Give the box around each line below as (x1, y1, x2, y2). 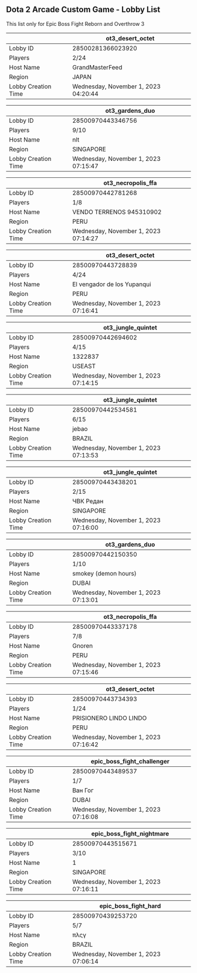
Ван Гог (72, 786, 94, 794)
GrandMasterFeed (72, 63, 123, 71)
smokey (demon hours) (72, 569, 137, 577)
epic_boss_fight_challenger (90, 757, 170, 765)
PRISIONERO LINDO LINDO (72, 713, 147, 722)
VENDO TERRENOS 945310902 (72, 208, 162, 216)
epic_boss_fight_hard (99, 901, 161, 910)
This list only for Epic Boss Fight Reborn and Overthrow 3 (6, 20, 145, 27)
